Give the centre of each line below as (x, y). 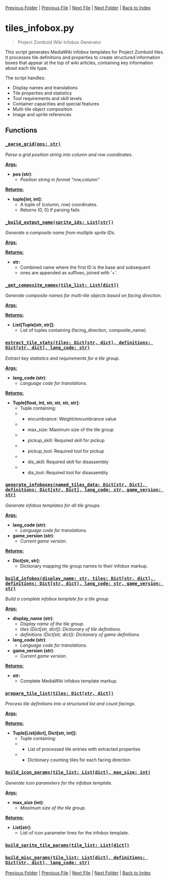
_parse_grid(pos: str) (33, 144)
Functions (21, 131)
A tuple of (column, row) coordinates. (59, 204)
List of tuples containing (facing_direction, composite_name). (83, 330)
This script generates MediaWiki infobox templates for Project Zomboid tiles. (85, 52)
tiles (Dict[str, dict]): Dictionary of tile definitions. (71, 629)
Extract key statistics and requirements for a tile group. (63, 358)
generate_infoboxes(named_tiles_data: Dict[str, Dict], (75, 485)
